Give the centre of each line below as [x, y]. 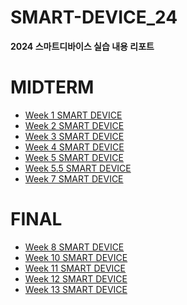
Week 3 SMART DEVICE [74, 136]
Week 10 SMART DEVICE [76, 257]
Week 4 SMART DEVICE [74, 147]
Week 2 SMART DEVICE [74, 125]
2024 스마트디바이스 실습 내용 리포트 [82, 46]
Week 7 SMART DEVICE [74, 178]
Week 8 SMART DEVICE [74, 247]
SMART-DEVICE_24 [94, 17]
